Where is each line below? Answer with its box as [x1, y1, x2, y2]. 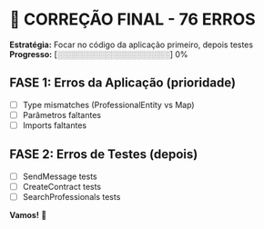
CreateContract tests [22, 181, 102, 192]
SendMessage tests [22, 171, 97, 182]
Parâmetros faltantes [22, 109, 102, 120]
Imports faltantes [22, 119, 87, 131]
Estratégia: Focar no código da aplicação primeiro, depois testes [9, 39, 253, 50]
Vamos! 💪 [9, 209, 47, 220]
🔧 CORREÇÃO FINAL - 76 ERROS [9, 9, 257, 30]
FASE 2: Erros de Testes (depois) [9, 146, 198, 163]
